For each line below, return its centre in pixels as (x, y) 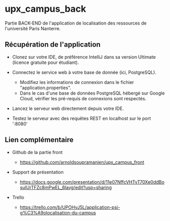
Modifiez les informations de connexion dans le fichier (77, 82)
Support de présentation (38, 172)
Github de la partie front (37, 152)
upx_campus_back (45, 9)
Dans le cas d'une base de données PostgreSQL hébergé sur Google (92, 93)
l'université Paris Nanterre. (33, 28)
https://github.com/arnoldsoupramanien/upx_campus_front (82, 162)
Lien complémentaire (39, 140)
